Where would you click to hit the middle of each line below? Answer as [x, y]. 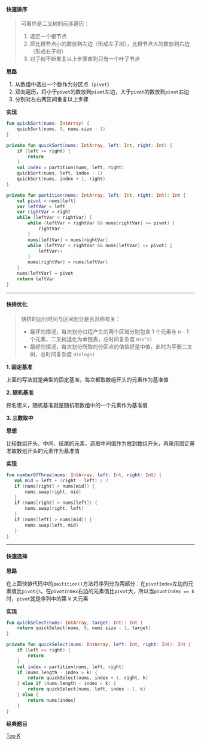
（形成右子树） [48, 52]
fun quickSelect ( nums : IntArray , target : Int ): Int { [75, 623]
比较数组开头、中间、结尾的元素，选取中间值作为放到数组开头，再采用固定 [98, 443]
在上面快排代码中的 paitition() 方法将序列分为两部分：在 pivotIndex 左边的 [97, 583]
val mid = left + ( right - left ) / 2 [61, 480]
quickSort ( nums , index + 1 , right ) [61, 179]
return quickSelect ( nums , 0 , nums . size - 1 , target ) [84, 628]
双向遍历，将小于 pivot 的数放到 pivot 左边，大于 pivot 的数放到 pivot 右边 [102, 92]
